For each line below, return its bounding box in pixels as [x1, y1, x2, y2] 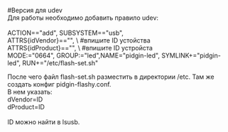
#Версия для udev [7, 6, 63, 14]
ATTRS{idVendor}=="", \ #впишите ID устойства [7, 36, 151, 45]
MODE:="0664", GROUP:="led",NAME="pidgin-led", [7, 51, 160, 60]
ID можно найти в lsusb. [7, 118, 80, 126]
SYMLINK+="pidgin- [161, 51, 222, 60]
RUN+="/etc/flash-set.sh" [22, 59, 99, 67]
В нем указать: [7, 88, 53, 96]
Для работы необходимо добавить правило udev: [7, 13, 158, 22]
